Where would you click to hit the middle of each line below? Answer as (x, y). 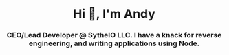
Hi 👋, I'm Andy (114, 14)
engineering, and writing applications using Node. (114, 43)
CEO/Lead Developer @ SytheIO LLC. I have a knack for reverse (114, 35)
